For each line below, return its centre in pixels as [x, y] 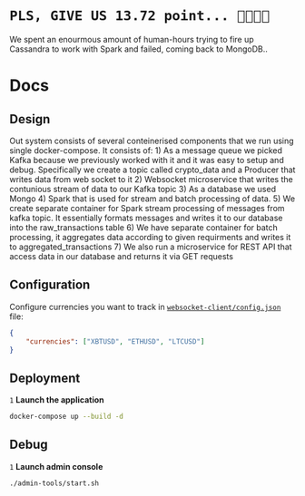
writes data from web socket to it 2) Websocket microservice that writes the [151, 179]
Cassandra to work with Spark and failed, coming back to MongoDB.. [138, 49]
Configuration [50, 285]
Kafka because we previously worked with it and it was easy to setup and [147, 160]
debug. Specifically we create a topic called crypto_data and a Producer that [152, 170]
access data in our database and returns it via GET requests [122, 256]
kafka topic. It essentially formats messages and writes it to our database [146, 218]
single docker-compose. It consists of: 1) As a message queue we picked [146, 150]
